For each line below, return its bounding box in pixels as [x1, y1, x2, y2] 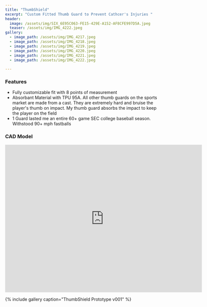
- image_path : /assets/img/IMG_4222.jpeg [9, 58, 96, 62]
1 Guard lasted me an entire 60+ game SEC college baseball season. [12, 116, 151, 122]
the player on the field [12, 110, 57, 116]
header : [5, 16, 21, 21]
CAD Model [5, 133, 33, 140]
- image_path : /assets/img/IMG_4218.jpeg [9, 39, 96, 44]
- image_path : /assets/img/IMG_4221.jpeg [9, 53, 96, 58]
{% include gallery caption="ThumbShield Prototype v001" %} [5, 296, 132, 302]
